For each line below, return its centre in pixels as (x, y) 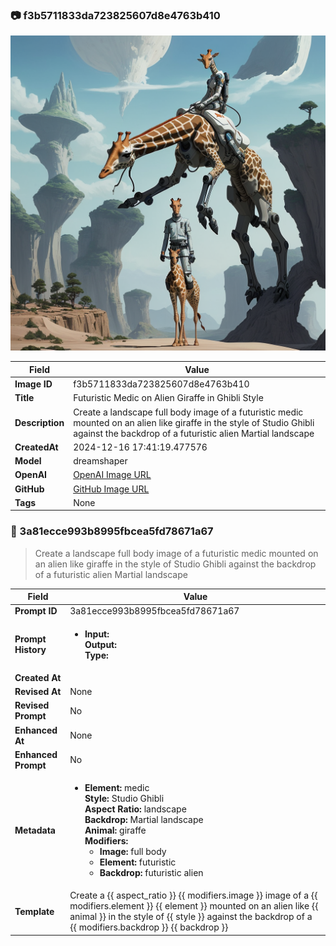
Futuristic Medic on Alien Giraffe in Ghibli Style (168, 398)
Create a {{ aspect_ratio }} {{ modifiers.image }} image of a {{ (193, 895)
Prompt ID (36, 611)
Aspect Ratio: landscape (135, 809)
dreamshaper (100, 461)
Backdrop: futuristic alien (151, 873)
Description (39, 422)
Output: (100, 644)
